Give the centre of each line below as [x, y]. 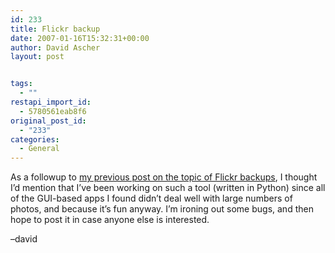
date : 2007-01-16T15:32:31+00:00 [80, 38]
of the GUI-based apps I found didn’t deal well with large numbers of [151, 198]
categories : [35, 139]
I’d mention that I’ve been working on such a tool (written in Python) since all [168, 188]
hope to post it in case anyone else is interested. [110, 220]
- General [39, 149]
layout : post [37, 57]
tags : [21, 84]
